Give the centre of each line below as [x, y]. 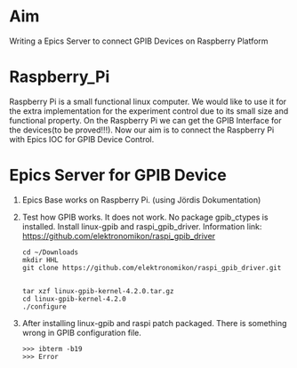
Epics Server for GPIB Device [118, 176]
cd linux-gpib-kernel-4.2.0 [74, 299]
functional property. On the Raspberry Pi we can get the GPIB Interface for [145, 120]
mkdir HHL [40, 260]
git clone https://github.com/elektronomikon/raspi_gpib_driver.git [152, 268]
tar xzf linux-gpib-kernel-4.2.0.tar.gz [98, 291]
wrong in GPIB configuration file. [82, 332]
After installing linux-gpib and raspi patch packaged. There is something [154, 323]
